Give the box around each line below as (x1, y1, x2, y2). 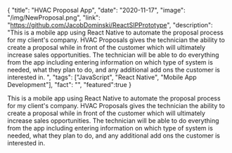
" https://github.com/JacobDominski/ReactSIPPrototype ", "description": (7, 21, 213, 29)
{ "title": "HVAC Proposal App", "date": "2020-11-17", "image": (7, 6, 186, 14)
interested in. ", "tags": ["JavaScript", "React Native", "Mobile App (7, 73, 197, 81)
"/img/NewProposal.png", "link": (7, 13, 101, 22)
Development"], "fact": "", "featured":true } (7, 81, 132, 88)
